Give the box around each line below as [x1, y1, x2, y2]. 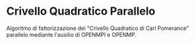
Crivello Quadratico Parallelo [6, 4, 156, 18]
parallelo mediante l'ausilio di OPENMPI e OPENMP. [6, 31, 137, 38]
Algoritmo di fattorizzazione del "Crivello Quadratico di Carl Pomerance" [6, 24, 189, 32]
